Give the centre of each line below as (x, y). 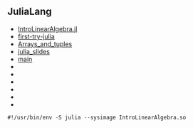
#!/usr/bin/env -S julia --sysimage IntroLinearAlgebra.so (97, 117)
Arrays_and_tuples (45, 44)
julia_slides (33, 51)
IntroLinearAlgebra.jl (47, 28)
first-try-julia (36, 36)
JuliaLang (30, 12)
